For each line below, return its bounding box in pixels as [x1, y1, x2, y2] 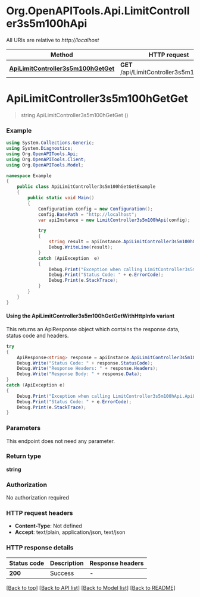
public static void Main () [27, 195, 95, 201]
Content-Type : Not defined [14, 522, 82, 530]
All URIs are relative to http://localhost [6, 36, 99, 43]
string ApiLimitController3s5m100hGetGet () [20, 111, 129, 118]
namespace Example [6, 172, 52, 179]
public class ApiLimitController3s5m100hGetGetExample [17, 184, 156, 190]
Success [49, 569, 74, 577]
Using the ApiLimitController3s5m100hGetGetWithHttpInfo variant [6, 312, 174, 319]
